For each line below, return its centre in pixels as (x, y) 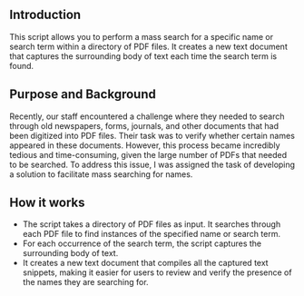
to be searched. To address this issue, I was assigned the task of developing (152, 164)
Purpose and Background (83, 94)
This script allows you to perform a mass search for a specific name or (142, 36)
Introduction (45, 15)
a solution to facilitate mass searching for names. (101, 174)
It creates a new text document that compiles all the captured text (146, 263)
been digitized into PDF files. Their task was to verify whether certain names (152, 135)
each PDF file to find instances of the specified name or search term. (152, 234)
